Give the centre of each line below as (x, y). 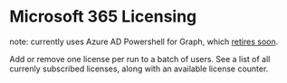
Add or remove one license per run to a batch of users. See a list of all (140, 59)
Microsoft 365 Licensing (103, 17)
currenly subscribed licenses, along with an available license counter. (139, 69)
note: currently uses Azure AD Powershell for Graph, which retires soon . (144, 41)
